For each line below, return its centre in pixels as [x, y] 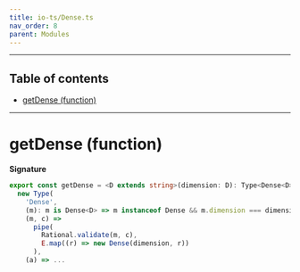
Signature [28, 169]
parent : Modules [39, 34]
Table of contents [59, 78]
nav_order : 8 [33, 26]
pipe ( [43, 227]
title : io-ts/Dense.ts [51, 17]
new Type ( [35, 194]
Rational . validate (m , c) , [90, 235]
